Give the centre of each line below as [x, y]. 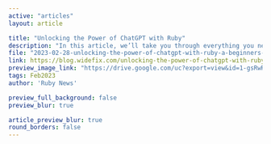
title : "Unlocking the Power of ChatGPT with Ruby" [97, 38]
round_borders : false [45, 127]
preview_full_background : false [63, 98]
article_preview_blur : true [56, 120]
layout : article [35, 23]
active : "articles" [41, 16]
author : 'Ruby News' [43, 83]
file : [17, 53]
